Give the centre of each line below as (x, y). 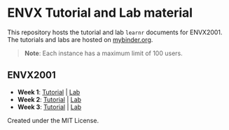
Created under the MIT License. (53, 120)
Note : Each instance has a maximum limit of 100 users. (104, 53)
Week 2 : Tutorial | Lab (49, 99)
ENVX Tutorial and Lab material (100, 13)
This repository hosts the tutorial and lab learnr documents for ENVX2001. (115, 32)
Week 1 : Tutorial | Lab (49, 92)
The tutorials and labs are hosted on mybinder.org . (80, 39)
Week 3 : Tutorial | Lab (49, 107)
